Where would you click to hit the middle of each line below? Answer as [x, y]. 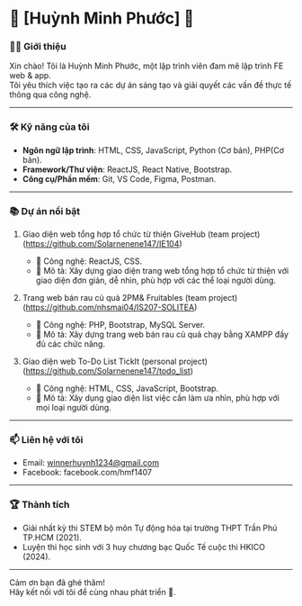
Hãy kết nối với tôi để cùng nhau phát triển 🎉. [93, 592]
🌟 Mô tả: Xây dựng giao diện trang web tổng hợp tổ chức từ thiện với [162, 271]
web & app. [30, 76]
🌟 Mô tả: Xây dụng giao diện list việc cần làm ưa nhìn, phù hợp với [158, 398]
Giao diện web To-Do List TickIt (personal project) [115, 362]
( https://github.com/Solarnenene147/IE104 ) [102, 244]
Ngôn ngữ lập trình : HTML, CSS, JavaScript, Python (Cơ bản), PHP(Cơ [153, 150]
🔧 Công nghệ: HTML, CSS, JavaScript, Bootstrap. [127, 389]
